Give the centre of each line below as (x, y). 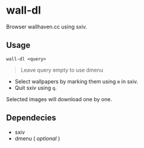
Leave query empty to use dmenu (62, 70)
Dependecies (31, 118)
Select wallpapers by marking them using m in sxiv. (76, 81)
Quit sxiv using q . (36, 88)
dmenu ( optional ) (37, 138)
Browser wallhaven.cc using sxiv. (47, 27)
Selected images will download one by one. (59, 99)
